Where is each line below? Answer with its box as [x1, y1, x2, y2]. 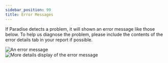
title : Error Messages [5, 12, 53, 17]
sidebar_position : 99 [5, 7, 51, 13]
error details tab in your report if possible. [5, 36, 93, 43]
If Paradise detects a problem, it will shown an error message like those [5, 26, 155, 32]
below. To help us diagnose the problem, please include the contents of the [5, 31, 163, 37]
